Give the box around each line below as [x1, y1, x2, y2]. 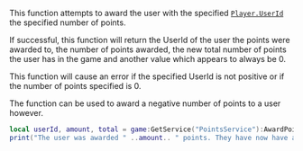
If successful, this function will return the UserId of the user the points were [9, 35, 290, 45]
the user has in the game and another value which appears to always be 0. [9, 54, 287, 64]
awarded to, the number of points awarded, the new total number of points [9, 44, 287, 55]
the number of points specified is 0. [9, 81, 142, 91]
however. [9, 108, 43, 118]
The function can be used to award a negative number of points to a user [9, 98, 281, 109]
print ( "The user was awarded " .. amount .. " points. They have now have [9, 133, 289, 142]
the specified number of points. [9, 17, 126, 28]
